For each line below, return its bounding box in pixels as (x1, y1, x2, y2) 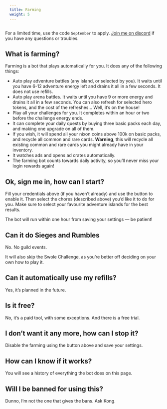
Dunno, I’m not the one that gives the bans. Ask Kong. (5, 398, 116, 403)
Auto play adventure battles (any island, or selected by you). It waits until (12, 78, 162, 84)
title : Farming (9, 7, 41, 12)
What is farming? (5, 49, 60, 58)
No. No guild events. (5, 244, 47, 250)
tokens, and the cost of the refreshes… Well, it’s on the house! (12, 104, 140, 110)
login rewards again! (12, 163, 54, 169)
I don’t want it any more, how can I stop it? (5, 329, 139, 337)
